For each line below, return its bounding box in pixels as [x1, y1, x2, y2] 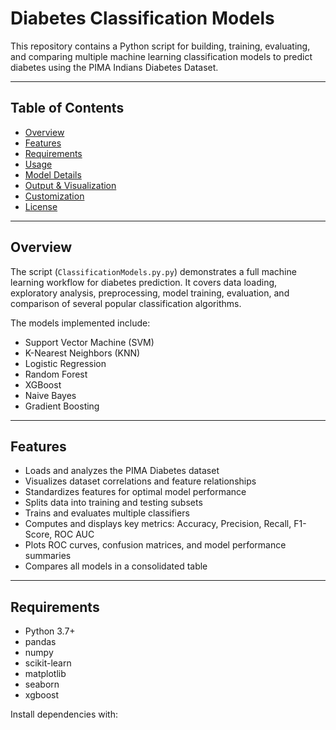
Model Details [24, 168, 82, 181]
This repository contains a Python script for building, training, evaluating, [10, 40, 311, 52]
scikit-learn [24, 657, 72, 669]
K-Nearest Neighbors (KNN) [24, 347, 141, 359]
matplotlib [24, 668, 67, 680]
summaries [24, 550, 72, 562]
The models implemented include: [10, 317, 151, 329]
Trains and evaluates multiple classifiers [24, 507, 190, 519]
